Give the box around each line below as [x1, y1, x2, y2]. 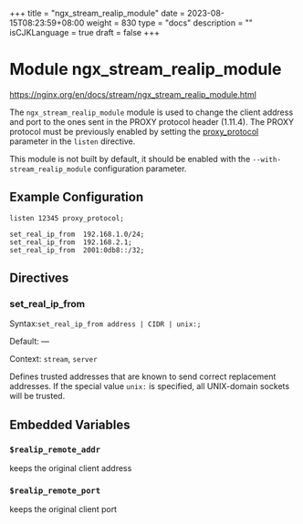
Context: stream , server [9, 354, 98, 365]
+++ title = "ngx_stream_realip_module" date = [9, 8, 185, 18]
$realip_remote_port [9, 486, 101, 496]
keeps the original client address [9, 463, 132, 474]
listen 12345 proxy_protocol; [9, 213, 125, 222]
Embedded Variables [9, 416, 131, 432]
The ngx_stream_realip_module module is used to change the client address [9, 107, 294, 118]
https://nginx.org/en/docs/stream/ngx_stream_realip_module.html [9, 88, 257, 99]
